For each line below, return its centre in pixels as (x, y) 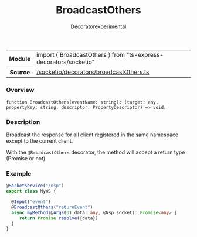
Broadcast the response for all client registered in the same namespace (92, 135)
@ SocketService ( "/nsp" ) (35, 186)
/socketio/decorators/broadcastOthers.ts (93, 72)
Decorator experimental (98, 26)
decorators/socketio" (65, 62)
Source (20, 73)
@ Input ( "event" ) (31, 202)
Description (23, 122)
